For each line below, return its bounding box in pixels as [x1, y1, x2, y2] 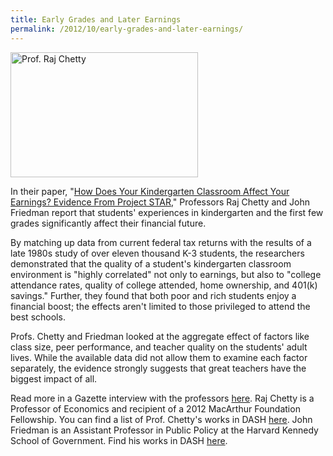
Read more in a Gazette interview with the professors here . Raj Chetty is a [10, 392, 315, 404]
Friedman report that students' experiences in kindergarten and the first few [10, 206, 324, 218]
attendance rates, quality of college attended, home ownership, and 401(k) [10, 279, 318, 291]
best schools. [10, 311, 66, 323]
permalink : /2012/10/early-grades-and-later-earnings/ [10, 24, 244, 34]
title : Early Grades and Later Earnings [10, 14, 182, 25]
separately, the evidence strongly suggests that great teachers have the [10, 362, 307, 374]
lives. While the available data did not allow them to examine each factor [10, 351, 308, 363]
